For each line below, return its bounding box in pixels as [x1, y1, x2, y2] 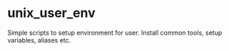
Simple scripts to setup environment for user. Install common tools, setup [7, 28, 223, 37]
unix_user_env [7, 5, 96, 21]
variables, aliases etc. [7, 35, 71, 44]
